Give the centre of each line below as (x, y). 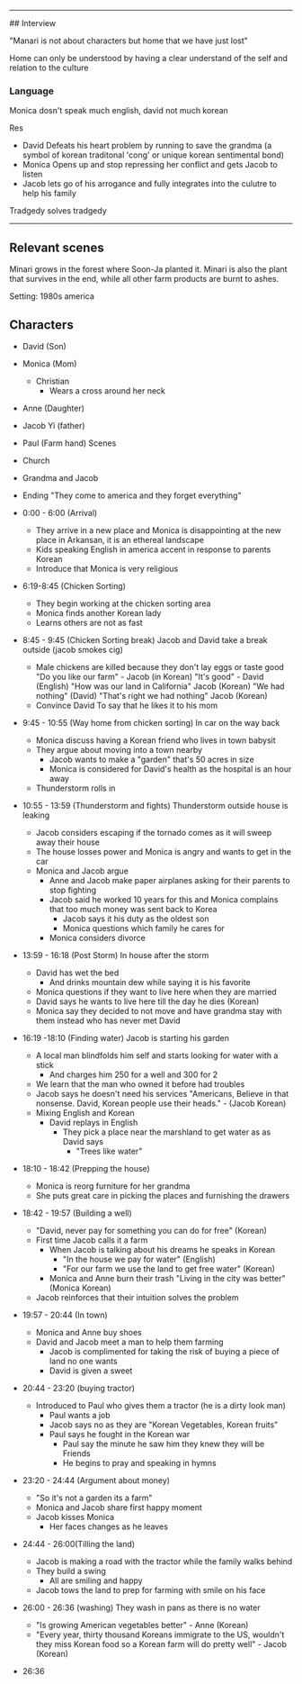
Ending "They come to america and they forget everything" (132, 495)
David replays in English (93, 1122)
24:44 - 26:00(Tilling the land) (79, 1544)
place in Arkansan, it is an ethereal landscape (120, 539)
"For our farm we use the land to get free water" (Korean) (169, 1268)
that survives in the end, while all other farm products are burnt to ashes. (144, 279)
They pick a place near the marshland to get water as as (167, 1132)
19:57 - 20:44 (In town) (65, 1315)
